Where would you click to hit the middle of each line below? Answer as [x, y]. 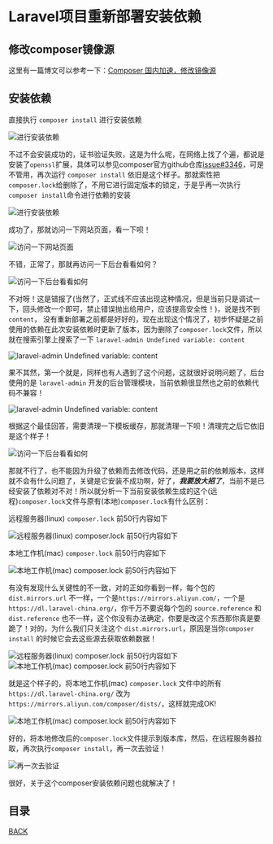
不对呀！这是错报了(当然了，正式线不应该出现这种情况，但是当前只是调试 [131, 299]
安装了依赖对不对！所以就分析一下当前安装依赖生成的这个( [113, 491]
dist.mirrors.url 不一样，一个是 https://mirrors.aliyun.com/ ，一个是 [127, 597]
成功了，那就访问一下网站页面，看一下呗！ [80, 230]
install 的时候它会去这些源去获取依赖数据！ [83, 638]
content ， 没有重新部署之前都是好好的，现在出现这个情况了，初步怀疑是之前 [136, 319]
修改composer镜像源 [62, 49]
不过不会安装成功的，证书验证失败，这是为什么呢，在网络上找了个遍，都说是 [136, 154]
